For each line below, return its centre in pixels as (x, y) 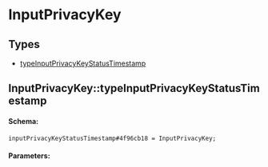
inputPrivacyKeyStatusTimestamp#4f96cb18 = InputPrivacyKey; (112, 138)
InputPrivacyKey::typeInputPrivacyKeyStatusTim (134, 88)
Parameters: (29, 156)
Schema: (24, 121)
